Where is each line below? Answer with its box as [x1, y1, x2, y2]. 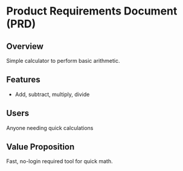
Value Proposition [6, 142, 75, 152]
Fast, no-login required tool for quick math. [6, 158, 113, 165]
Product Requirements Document [6, 4, 178, 18]
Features [6, 74, 40, 85]
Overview [6, 41, 44, 51]
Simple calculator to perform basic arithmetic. [6, 57, 120, 64]
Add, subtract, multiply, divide [14, 91, 90, 98]
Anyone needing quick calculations [6, 124, 94, 131]
